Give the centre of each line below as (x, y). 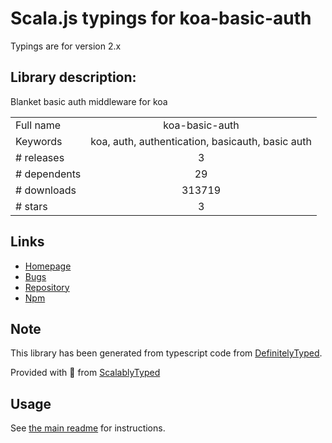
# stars (31, 206)
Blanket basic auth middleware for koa (89, 101)
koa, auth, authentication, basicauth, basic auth (201, 141)
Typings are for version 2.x (66, 46)
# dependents (48, 174)
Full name (38, 125)
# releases (40, 157)
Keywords (39, 141)
